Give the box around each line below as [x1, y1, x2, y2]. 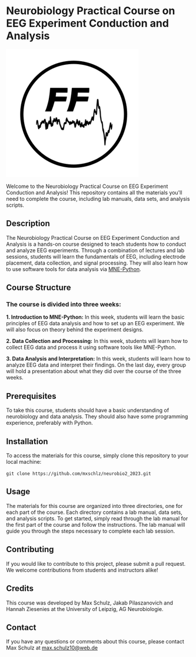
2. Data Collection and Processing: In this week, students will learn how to [6, 338, 188, 345]
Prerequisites [6, 391, 57, 401]
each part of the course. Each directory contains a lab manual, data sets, [6, 509, 182, 516]
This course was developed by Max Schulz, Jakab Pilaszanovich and [6, 599, 174, 606]
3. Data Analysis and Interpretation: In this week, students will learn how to [6, 355, 191, 362]
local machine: [6, 458, 42, 465]
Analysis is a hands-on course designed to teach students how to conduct [6, 240, 187, 247]
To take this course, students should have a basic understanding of [6, 407, 170, 414]
